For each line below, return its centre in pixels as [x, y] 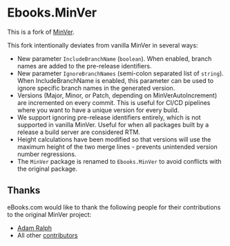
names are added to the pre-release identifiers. [84, 66]
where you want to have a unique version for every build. [98, 110]
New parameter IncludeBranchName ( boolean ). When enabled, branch [114, 58]
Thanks [24, 190]
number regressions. [47, 154]
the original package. [47, 169]
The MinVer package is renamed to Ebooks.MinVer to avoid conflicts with [119, 161]
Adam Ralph [35, 228]
